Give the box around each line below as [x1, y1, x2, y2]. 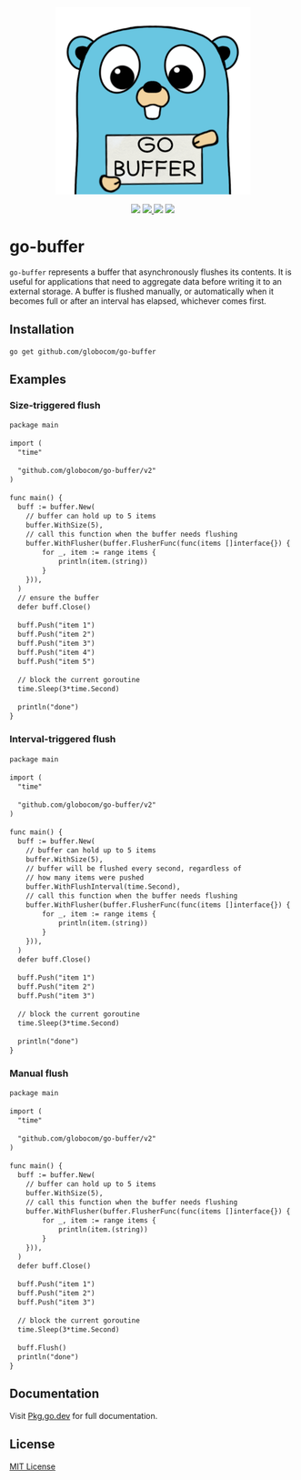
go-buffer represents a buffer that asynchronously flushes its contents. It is [9, 267, 293, 277]
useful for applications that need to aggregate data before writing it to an [9, 276, 282, 287]
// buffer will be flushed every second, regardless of [25, 863, 243, 873]
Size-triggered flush [9, 399, 101, 412]
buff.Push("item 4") [17, 649, 95, 658]
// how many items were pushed [25, 872, 145, 882]
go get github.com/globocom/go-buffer [9, 347, 156, 357]
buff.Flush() [17, 1344, 67, 1353]
